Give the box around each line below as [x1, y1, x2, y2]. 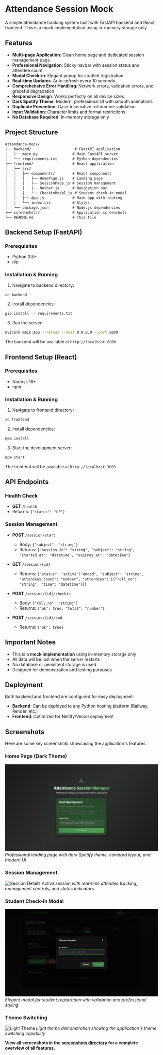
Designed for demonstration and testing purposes [12, 667, 112, 673]
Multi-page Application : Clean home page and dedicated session [12, 52, 145, 58]
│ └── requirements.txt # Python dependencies [5, 156, 118, 161]
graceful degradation [12, 88, 54, 94]
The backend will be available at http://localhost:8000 [5, 339, 116, 345]
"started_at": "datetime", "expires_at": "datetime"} [19, 553, 130, 557]
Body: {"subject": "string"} [19, 541, 78, 547]
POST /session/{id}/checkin [12, 590, 71, 596]
